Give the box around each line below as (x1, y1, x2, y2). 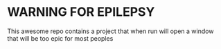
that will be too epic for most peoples (7, 34, 114, 42)
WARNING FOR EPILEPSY (7, 4, 155, 20)
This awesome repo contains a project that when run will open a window (7, 27, 214, 35)
